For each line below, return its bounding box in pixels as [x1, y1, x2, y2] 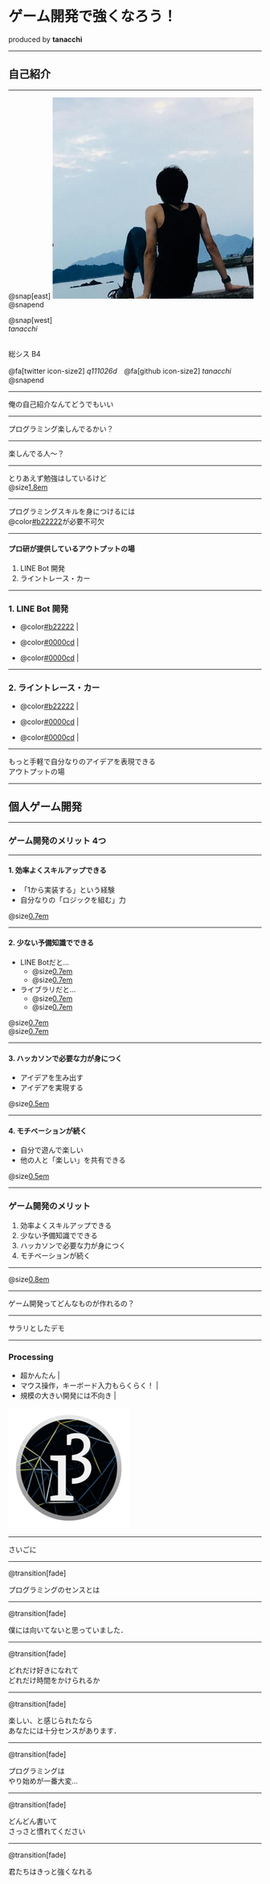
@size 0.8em [8, 1274, 50, 1284]
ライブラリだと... [19, 985, 76, 994]
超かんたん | [19, 1370, 60, 1381]
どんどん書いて [8, 1816, 58, 1826]
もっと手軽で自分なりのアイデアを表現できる [8, 756, 157, 766]
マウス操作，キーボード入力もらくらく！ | [19, 1381, 159, 1390]
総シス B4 [8, 349, 42, 358]
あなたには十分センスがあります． [8, 1726, 121, 1736]
